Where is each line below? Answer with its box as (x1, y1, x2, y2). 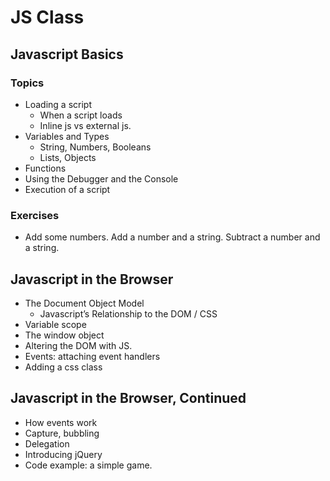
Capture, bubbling (24, 427, 100, 439)
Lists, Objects (39, 151, 97, 163)
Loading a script (24, 98, 92, 110)
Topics (10, 76, 45, 90)
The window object (24, 329, 105, 341)
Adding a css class (24, 361, 103, 373)
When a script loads (39, 109, 123, 121)
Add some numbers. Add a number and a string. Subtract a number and (24, 231, 321, 243)
